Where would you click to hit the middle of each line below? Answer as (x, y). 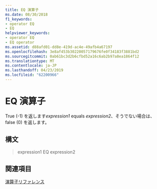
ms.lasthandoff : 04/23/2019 (34, 70)
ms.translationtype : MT (30, 61)
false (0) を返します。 (27, 122)
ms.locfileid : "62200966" (32, 75)
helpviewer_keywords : (28, 33)
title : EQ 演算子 (22, 10)
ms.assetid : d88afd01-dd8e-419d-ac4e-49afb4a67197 (59, 47)
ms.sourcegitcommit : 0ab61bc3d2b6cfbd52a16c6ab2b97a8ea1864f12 (72, 56)
